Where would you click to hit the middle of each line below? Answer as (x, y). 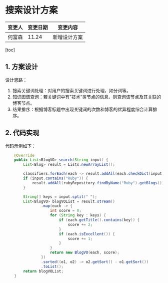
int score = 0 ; (65, 211)
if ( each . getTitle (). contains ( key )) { (99, 220)
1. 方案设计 (22, 67)
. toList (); (52, 266)
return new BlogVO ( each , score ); (85, 253)
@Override (24, 155)
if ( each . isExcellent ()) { (87, 234)
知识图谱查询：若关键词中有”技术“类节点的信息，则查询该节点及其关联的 (87, 97)
